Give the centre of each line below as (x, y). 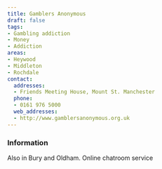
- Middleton (25, 66)
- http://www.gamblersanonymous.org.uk (72, 118)
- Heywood (22, 60)
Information (28, 142)
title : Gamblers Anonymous (47, 14)
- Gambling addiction (39, 33)
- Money (19, 40)
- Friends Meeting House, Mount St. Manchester (85, 92)
